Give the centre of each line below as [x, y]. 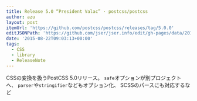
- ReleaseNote [28, 60]
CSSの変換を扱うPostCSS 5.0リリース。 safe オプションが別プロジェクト [94, 78]
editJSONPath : [23, 33]
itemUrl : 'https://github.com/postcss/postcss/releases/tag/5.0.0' [90, 28]
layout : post [22, 22]
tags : [13, 44]
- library [23, 55]
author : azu [21, 17]
